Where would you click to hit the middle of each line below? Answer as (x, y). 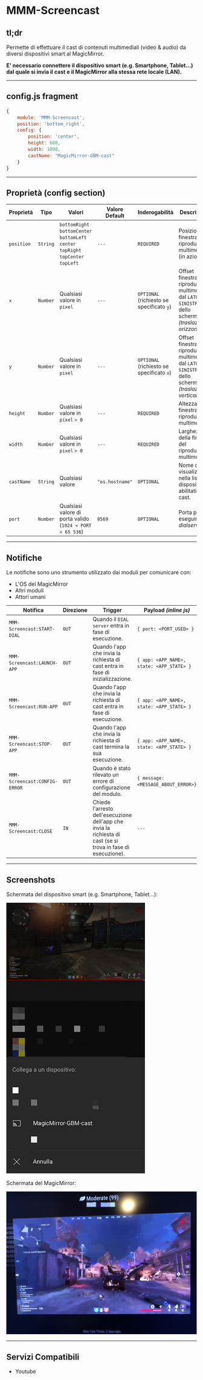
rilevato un (106, 774)
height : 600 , (44, 143)
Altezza (188, 403)
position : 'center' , (54, 136)
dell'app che (108, 821)
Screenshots (31, 880)
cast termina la (111, 747)
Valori (76, 213)
